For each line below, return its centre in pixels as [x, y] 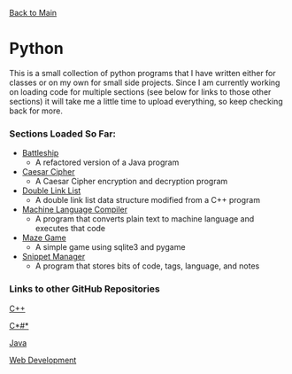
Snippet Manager [54, 257]
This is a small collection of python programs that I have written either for [142, 73]
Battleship [40, 153]
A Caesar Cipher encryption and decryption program [131, 182]
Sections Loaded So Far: [63, 134]
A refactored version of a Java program [107, 162]
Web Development [43, 360]
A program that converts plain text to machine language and [145, 219]
